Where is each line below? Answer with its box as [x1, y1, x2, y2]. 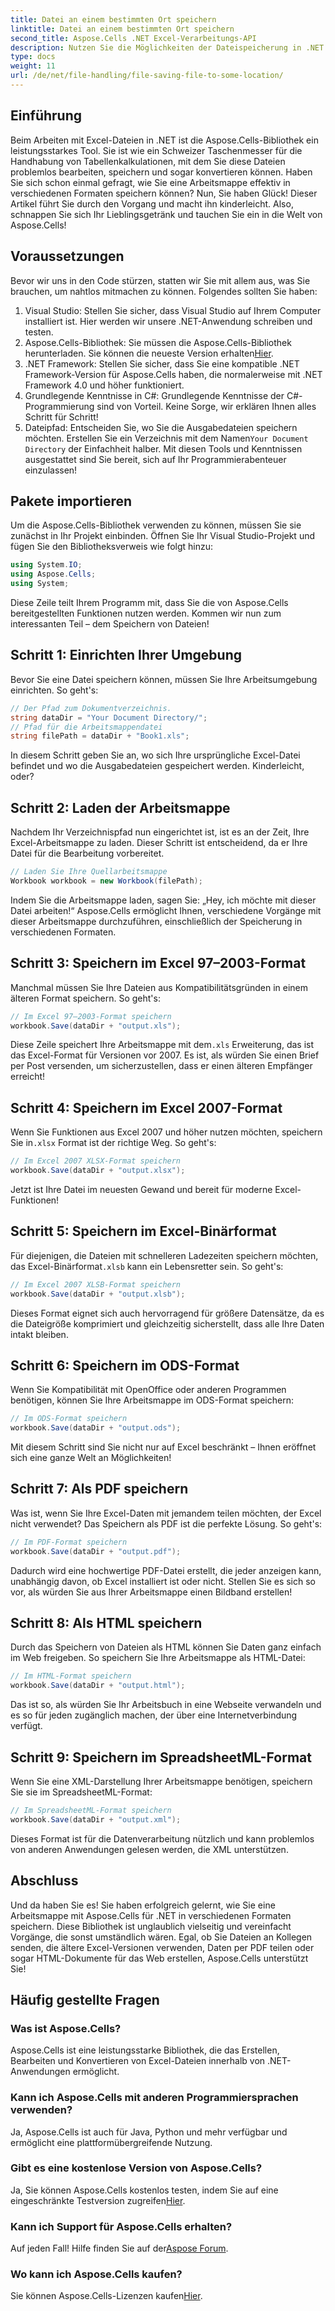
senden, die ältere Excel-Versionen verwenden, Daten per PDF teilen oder [10, 1941, 315, 1953]
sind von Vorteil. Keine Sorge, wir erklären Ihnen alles [96, 400, 317, 412]
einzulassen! [24, 464, 78, 476]
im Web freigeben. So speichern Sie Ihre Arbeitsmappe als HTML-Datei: [10, 1652, 306, 1664]
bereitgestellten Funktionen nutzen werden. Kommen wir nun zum [10, 607, 282, 619]
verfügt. [10, 1720, 43, 1732]
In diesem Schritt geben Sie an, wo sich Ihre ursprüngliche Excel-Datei [10, 749, 301, 761]
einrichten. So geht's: [10, 684, 99, 696]
